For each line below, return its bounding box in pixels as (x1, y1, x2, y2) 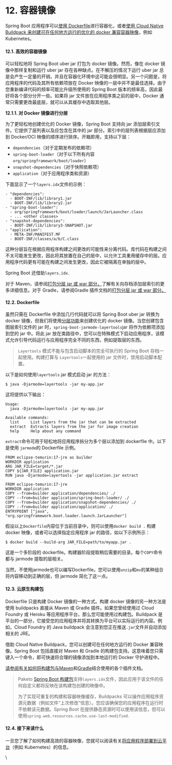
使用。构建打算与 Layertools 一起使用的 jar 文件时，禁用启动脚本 (22, 354, 158, 360)
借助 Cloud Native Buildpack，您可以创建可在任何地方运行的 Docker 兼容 (5, 641, 159, 647)
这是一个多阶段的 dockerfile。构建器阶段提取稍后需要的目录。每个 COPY (5, 549, 154, 556)
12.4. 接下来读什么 (5, 725, 45, 732)
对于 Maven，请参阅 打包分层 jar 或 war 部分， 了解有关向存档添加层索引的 (5, 281, 160, 287)
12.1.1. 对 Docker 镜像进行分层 (5, 110, 68, 116)
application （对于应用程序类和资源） (12, 170, 92, 177)
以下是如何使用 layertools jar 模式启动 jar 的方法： (5, 372, 112, 378)
